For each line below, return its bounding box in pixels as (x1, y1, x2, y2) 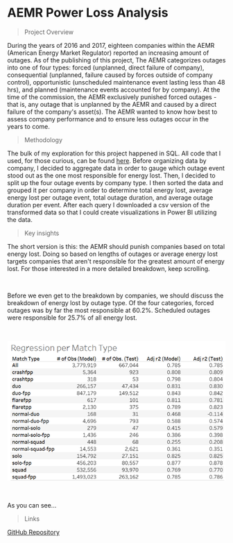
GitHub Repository (7, 528, 60, 537)
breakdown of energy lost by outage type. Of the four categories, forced (7, 298, 214, 307)
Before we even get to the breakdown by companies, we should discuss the (7, 291, 224, 300)
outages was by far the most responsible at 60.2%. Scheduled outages (7, 306, 210, 314)
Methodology (24, 135, 63, 144)
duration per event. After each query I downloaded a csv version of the (7, 200, 210, 209)
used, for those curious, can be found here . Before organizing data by (7, 156, 207, 164)
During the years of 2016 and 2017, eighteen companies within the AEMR (7, 41, 215, 49)
